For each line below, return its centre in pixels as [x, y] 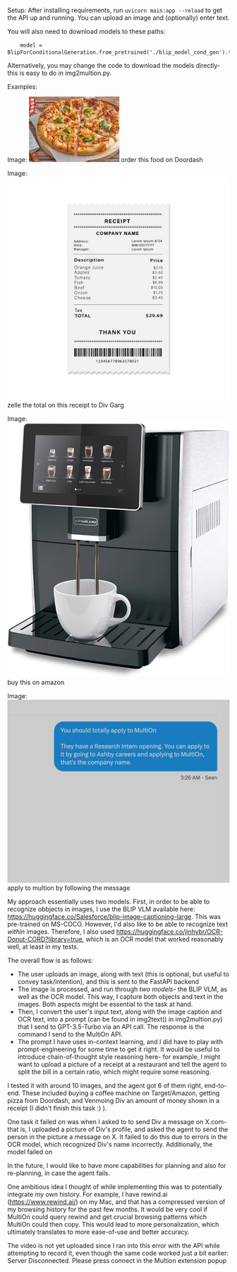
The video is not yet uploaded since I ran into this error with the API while [114, 1246]
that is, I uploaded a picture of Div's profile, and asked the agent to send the [118, 1129]
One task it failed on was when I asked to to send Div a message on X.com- [117, 1122]
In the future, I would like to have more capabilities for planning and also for [117, 1166]
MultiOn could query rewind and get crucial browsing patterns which [107, 1217]
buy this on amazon [36, 682]
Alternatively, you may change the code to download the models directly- [114, 65]
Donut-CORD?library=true [45, 939]
